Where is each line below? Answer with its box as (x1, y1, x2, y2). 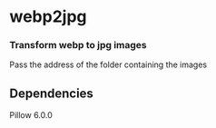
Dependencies (9, 85, 93, 101)
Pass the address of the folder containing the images (9, 59, 208, 70)
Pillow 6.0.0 (9, 110, 53, 121)
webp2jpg (9, 6, 87, 27)
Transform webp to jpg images (9, 39, 147, 52)
